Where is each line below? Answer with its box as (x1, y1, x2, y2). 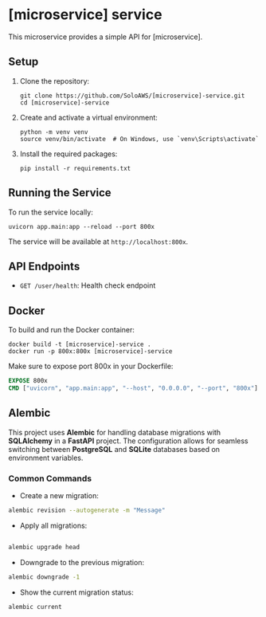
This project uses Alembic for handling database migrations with (8, 427, 221, 437)
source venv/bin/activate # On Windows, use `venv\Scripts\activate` (19, 135, 260, 143)
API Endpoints (8, 259, 80, 273)
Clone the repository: (19, 76, 90, 85)
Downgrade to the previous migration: (19, 557, 145, 567)
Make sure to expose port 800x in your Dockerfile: (8, 361, 174, 371)
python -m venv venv (19, 128, 88, 136)
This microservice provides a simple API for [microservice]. (8, 32, 203, 41)
